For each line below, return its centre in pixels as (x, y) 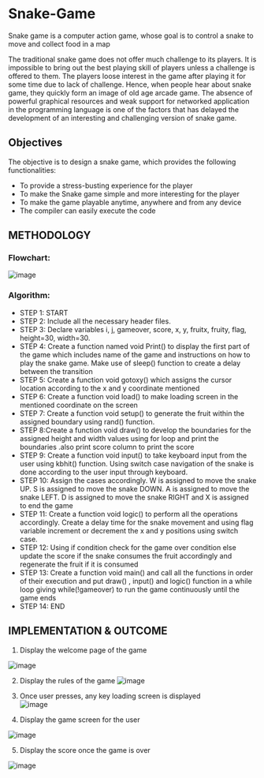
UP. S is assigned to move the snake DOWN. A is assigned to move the (134, 488)
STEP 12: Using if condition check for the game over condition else (128, 547)
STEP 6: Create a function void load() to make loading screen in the (129, 396)
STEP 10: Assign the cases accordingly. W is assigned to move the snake (138, 480)
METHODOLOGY (50, 236)
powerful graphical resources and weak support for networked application (129, 101)
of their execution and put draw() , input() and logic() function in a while (136, 581)
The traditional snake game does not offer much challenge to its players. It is (132, 59)
